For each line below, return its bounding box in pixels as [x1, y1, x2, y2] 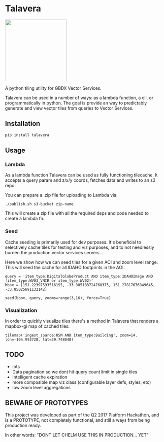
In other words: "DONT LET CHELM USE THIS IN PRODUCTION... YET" [5, 432, 149, 438]
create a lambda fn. [5, 215, 45, 222]
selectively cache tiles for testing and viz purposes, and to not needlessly [5, 244, 154, 250]
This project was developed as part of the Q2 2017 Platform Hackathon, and [5, 412, 159, 418]
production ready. [5, 422, 41, 428]
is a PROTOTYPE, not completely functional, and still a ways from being [5, 417, 150, 423]
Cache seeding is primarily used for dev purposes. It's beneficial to [5, 239, 141, 245]
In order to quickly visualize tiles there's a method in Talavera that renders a [5, 318, 159, 324]
